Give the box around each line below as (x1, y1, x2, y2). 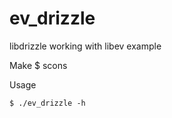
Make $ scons (9, 59, 68, 71)
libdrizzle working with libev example (9, 40, 162, 52)
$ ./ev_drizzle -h (9, 98, 86, 108)
